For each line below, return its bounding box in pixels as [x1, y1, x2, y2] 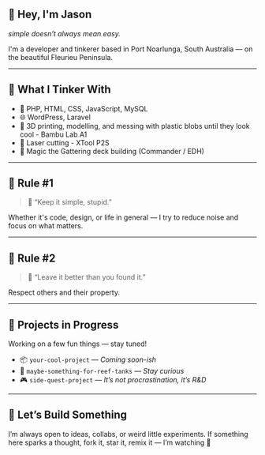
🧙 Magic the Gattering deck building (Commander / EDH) [19, 146, 205, 156]
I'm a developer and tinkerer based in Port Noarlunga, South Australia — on [8, 44, 253, 54]
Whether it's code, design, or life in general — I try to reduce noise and [8, 212, 239, 222]
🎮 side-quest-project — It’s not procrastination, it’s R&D [19, 375, 207, 385]
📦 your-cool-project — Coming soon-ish [19, 355, 156, 364]
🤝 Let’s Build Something [8, 408, 128, 422]
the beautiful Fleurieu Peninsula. [8, 52, 113, 62]
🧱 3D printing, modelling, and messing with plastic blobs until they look [19, 121, 250, 130]
